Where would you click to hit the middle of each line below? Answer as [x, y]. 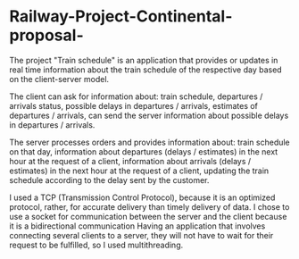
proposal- [46, 35]
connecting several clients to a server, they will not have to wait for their [141, 235]
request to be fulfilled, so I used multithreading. [96, 245]
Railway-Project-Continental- [121, 17]
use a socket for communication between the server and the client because [148, 216]
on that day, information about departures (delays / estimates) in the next [144, 151]
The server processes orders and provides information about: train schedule [149, 142]
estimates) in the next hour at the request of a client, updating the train [139, 171]
